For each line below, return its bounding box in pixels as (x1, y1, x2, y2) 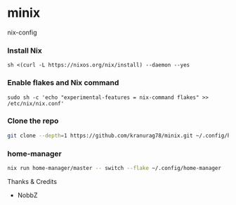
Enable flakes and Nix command (7, 78, 119, 88)
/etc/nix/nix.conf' (7, 100, 65, 107)
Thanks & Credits (7, 177, 58, 185)
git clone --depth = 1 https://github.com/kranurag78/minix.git (7, 132, 193, 139)
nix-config (7, 28, 37, 37)
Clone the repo (7, 116, 59, 126)
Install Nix (7, 46, 42, 55)
